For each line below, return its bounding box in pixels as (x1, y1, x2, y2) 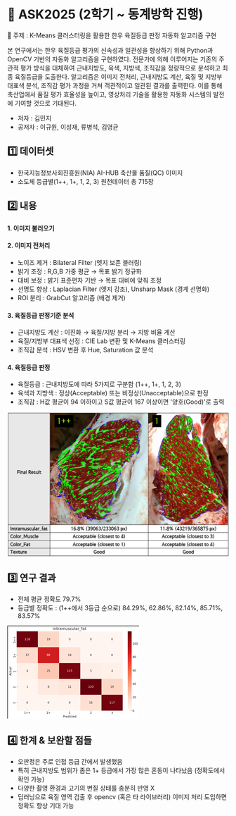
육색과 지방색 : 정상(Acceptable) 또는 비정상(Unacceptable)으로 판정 (17, 389, 209, 397)
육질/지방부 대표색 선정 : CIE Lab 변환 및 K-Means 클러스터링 (17, 337, 186, 345)
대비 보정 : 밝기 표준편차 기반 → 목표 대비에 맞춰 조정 (17, 276, 162, 284)
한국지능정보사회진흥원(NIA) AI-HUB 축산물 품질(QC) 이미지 (17, 168, 183, 177)
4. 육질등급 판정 (7, 363, 51, 371)
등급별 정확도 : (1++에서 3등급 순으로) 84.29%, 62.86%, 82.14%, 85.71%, (17, 604, 223, 612)
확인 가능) (17, 775, 45, 784)
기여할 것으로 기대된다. (14, 99, 77, 107)
